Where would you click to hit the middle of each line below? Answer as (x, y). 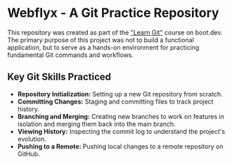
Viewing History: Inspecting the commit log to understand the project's (121, 131)
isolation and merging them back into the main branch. (96, 124)
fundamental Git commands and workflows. (71, 55)
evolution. (32, 139)
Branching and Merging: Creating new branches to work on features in (121, 116)
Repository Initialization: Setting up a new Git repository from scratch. (120, 94)
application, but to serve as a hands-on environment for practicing (103, 47)
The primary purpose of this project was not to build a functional (101, 39)
